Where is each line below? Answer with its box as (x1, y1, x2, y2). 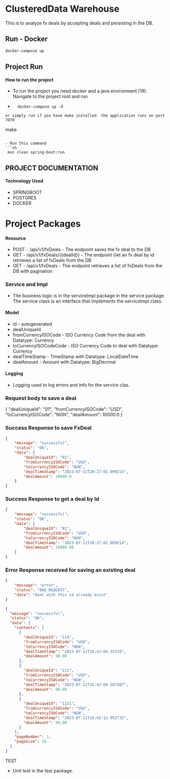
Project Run (5, 62, 43, 71)
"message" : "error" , (14, 583, 58, 588)
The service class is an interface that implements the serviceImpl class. (12, 298, 163, 304)
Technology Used (5, 178, 44, 184)
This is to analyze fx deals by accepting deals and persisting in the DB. (5, 20, 154, 26)
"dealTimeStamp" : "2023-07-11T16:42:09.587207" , (23, 682, 129, 687)
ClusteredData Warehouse (5, 3, 120, 15)
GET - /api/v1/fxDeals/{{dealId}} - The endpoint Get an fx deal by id (12, 252, 154, 258)
